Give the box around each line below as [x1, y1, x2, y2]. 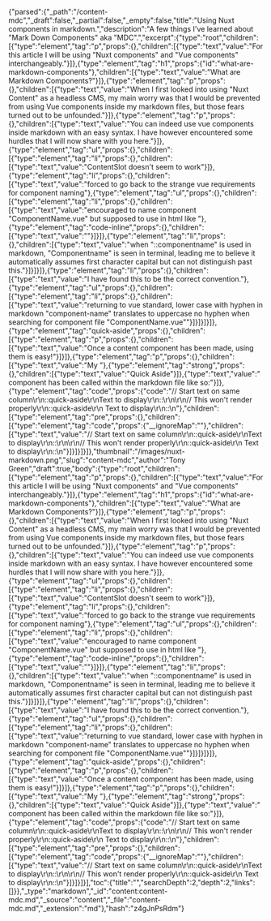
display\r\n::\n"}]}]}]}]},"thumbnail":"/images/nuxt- [16, 446, 185, 456]
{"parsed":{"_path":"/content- [8, 7, 108, 16]
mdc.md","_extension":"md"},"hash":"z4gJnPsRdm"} [8, 904, 184, 913]
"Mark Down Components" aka [8, 32, 112, 42]
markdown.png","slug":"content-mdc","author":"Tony [8, 455, 186, 465]
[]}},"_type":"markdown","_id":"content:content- [8, 886, 168, 896]
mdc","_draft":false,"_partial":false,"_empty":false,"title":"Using [8, 15, 217, 25]
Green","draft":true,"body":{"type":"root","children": [8, 464, 180, 473]
